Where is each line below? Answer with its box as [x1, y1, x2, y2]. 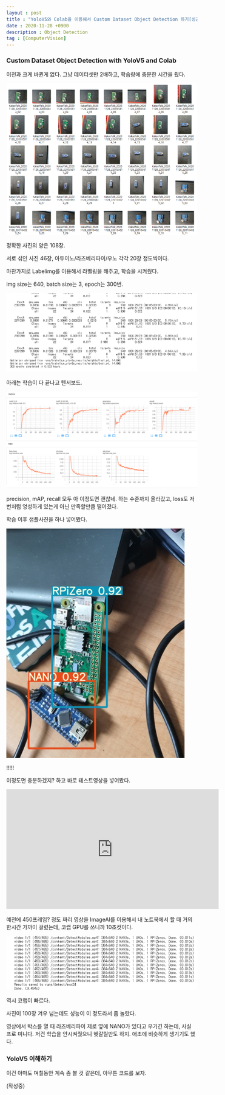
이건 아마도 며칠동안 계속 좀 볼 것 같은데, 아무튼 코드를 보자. [6, 1069, 147, 1077]
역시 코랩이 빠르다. [6, 997, 50, 1004]
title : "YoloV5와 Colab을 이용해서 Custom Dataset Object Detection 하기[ [6, 16, 192, 22]
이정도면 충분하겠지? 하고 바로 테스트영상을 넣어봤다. [6, 776, 131, 784]
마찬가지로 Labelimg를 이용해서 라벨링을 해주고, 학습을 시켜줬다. [6, 268, 159, 275]
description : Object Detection [6, 29, 88, 35]
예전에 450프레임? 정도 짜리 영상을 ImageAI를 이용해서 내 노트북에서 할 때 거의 [6, 916, 193, 923]
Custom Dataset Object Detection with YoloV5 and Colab [6, 57, 177, 65]
